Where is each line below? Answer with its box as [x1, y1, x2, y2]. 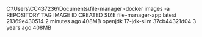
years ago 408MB [6, 24, 52, 31]
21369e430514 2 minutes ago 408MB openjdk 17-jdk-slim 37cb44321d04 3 [6, 18, 197, 24]
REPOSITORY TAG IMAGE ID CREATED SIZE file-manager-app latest [6, 11, 177, 18]
